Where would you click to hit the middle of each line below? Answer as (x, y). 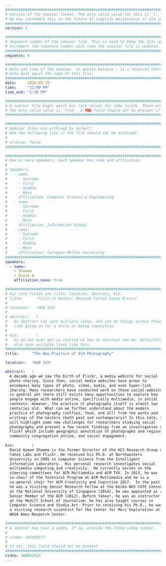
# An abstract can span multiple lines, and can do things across (77, 322)
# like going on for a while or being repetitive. (61, 326)
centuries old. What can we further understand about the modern (79, 408)
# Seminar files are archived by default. (49, 129)
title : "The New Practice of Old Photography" (59, 354)
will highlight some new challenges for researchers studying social (83, 422)
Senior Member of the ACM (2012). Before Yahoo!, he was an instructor (85, 496)
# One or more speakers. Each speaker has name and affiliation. (74, 161)
